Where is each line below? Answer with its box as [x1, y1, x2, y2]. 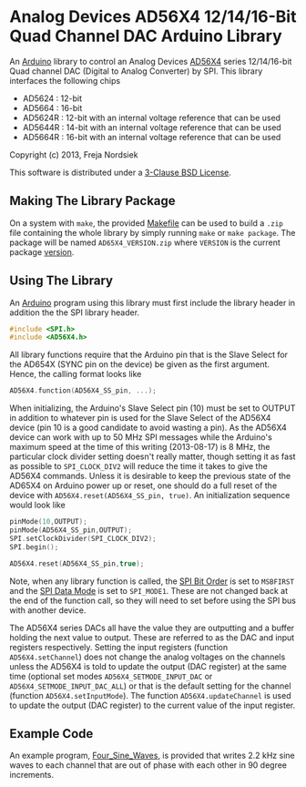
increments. [9, 770, 55, 781]
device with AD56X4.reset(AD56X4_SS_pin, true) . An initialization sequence [9, 490, 291, 501]
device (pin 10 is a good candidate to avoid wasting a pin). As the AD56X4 [9, 422, 287, 434]
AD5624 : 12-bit [22, 93, 83, 104]
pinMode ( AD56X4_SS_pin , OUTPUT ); [9, 526, 132, 535]
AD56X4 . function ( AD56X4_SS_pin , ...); [9, 386, 157, 395]
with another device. [9, 604, 87, 616]
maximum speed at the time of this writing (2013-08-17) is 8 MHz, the [9, 442, 270, 453]
